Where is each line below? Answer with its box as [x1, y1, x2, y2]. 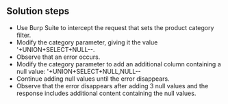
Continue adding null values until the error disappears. [16, 75, 170, 83]
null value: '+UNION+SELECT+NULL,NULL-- [16, 67, 141, 75]
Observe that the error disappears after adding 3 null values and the [16, 81, 209, 90]
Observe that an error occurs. [16, 53, 101, 61]
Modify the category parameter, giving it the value [16, 38, 158, 47]
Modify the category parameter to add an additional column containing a [16, 60, 221, 68]
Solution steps [6, 5, 70, 17]
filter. [16, 31, 31, 39]
